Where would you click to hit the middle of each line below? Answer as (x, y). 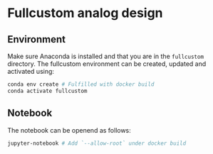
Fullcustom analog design (85, 13)
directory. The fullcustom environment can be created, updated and (107, 64)
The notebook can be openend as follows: (69, 130)
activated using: (31, 71)
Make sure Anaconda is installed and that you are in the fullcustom (106, 56)
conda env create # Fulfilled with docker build (81, 84)
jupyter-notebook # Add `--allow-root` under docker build (97, 143)
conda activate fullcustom (47, 91)
